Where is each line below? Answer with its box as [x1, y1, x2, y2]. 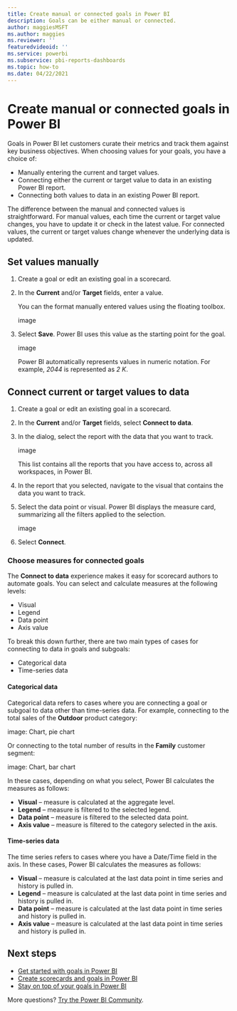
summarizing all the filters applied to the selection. [17, 510, 166, 519]
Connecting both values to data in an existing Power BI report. [17, 191, 200, 199]
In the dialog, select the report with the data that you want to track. [17, 432, 214, 441]
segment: [7, 749, 36, 757]
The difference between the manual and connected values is [7, 204, 186, 214]
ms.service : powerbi [7, 51, 69, 58]
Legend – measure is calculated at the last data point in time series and [17, 888, 227, 898]
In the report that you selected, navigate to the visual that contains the [17, 482, 224, 490]
